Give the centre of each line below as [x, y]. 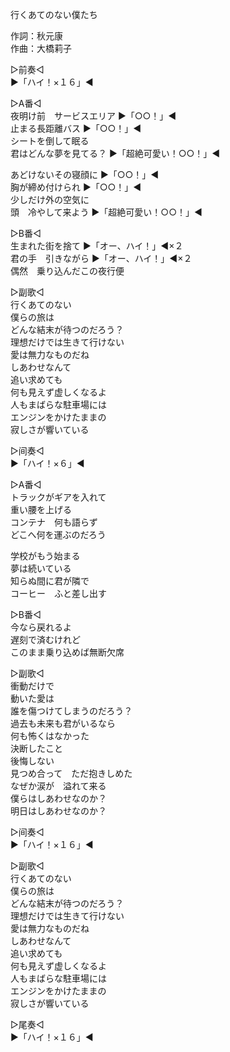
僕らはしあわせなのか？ [58, 798]
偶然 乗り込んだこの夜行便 [67, 271]
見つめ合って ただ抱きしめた [71, 773]
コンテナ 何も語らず [54, 522]
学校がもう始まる [45, 556]
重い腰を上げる [41, 509]
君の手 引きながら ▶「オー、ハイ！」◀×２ [101, 258]
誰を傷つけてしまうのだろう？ [71, 711]
